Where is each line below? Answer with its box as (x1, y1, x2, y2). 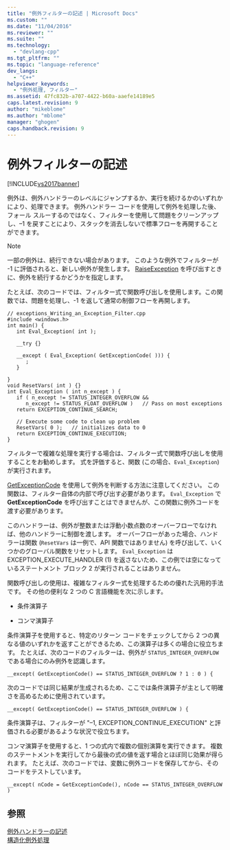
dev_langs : (7, 67, 38, 74)
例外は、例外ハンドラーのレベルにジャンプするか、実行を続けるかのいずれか (7, 194, 223, 203)
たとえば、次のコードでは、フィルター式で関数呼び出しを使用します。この (7, 288, 218, 296)
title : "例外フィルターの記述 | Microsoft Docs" (7, 10, 139, 17)
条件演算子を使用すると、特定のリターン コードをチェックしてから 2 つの (7, 631, 214, 639)
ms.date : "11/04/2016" (7, 23, 72, 30)
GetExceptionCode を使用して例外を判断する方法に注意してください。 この (7, 481, 220, 490)
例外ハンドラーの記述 (7, 827, 67, 836)
